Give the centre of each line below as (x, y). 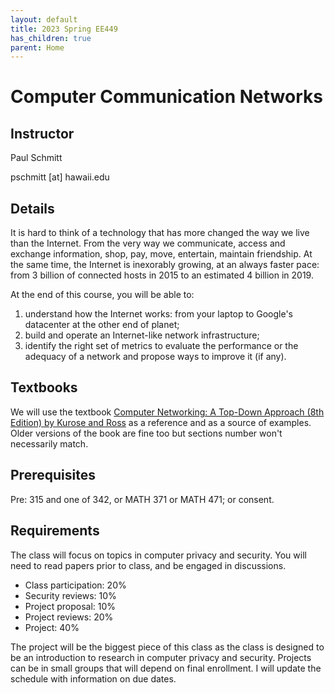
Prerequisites (53, 475)
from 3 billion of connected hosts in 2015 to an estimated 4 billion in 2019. (162, 275)
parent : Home (37, 47)
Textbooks (44, 387)
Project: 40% (52, 627)
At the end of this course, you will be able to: (102, 295)
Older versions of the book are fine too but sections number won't (146, 433)
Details (32, 208)
